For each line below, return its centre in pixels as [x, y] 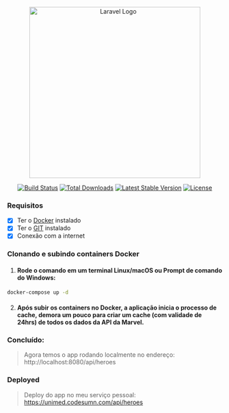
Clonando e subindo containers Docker [73, 254]
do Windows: [36, 278]
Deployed [23, 380]
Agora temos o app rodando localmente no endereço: [99, 355]
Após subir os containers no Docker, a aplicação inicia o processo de [117, 308]
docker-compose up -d [38, 292]
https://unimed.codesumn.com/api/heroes [83, 402]
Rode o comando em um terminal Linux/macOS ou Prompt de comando [119, 270]
